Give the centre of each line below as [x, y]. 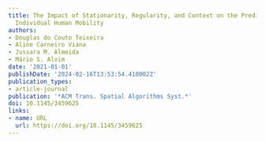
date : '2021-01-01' [40, 67]
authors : [22, 30]
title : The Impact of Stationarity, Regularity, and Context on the [123, 15]
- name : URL [28, 118]
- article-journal [38, 89]
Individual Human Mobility [60, 23]
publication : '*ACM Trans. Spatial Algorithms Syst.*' [100, 96]
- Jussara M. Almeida [44, 52]
